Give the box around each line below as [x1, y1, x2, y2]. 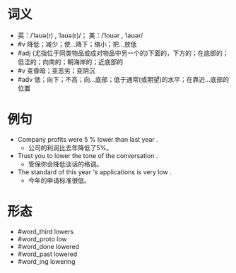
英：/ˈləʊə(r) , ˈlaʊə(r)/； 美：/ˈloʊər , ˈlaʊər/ [17, 31, 143, 40]
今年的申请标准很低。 [28, 176, 90, 184]
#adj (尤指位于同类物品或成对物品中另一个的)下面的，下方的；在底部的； [17, 49, 229, 57]
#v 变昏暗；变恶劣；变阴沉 [17, 66, 95, 75]
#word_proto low [17, 234, 67, 243]
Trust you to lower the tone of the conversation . [17, 151, 158, 159]
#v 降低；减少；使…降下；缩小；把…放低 [17, 40, 137, 48]
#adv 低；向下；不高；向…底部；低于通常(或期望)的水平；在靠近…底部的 [17, 75, 230, 83]
